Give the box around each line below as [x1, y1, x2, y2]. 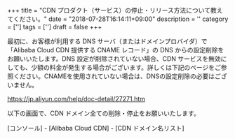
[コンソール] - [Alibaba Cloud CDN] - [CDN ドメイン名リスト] [7, 124, 184, 132]
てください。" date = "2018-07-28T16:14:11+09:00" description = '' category [7, 15, 229, 23]
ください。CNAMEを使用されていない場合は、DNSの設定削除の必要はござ [13, 72, 227, 80]
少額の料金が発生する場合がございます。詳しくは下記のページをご [31, 64, 221, 71]
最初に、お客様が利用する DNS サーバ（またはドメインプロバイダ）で [7, 37, 208, 45]
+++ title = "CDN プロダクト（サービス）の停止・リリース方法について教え [7, 6, 223, 14]
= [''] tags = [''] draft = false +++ [7, 23, 102, 31]
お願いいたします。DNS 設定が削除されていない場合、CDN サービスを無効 [7, 54, 221, 63]
